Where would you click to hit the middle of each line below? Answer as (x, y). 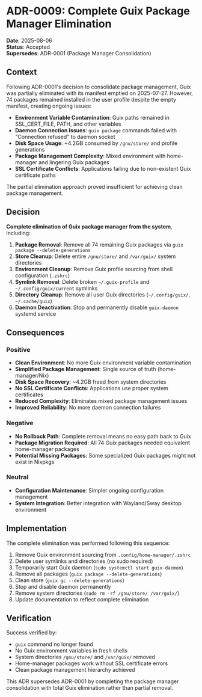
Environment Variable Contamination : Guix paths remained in (92, 117)
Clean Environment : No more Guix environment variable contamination (103, 363)
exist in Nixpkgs (35, 462)
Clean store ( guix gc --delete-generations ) (69, 580)
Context (22, 72)
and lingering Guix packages (74, 162)
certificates (29, 395)
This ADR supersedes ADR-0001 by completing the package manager (93, 681)
